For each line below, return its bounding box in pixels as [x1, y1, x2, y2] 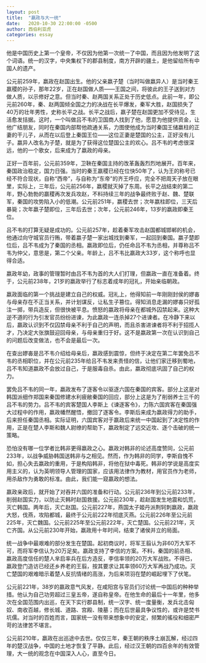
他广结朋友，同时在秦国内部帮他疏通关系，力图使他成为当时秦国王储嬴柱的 [6, 124, 194, 131]
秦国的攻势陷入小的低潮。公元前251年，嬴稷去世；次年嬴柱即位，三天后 [17, 198, 198, 205]
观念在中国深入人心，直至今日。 [38, 650, 120, 657]
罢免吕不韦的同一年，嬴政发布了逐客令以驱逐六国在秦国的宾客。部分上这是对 [6, 385, 200, 393]
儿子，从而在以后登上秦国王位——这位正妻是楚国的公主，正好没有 [22, 131, 189, 138]
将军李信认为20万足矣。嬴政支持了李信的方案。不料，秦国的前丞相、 [22, 547, 196, 555]
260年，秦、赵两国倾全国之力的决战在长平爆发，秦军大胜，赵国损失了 [17, 100, 194, 108]
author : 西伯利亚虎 [6, 26, 51, 32]
